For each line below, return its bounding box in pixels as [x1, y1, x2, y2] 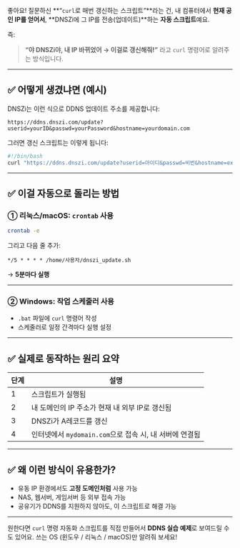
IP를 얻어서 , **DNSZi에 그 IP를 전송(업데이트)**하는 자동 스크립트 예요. [14, 15, 210, 24]
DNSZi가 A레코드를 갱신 [31, 417, 108, 427]
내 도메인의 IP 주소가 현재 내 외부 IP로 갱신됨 [31, 403, 172, 413]
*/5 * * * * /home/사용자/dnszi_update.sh [7, 256, 131, 264]
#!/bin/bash [7, 152, 43, 159]
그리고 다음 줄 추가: [7, 241, 61, 250]
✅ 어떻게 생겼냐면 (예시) [7, 84, 107, 96]
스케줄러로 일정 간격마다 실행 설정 [17, 323, 112, 332]
